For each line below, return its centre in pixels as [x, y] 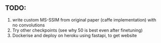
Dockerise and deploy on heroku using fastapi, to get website [74, 35]
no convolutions [29, 25]
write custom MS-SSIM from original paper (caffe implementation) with [84, 20]
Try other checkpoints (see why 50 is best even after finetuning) [77, 30]
